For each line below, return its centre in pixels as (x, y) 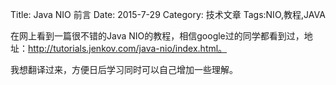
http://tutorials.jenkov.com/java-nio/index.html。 (128, 48)
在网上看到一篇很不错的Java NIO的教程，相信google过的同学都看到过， (157, 36)
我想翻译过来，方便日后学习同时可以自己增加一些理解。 (124, 69)
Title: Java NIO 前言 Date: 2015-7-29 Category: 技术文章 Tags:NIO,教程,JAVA (168, 14)
